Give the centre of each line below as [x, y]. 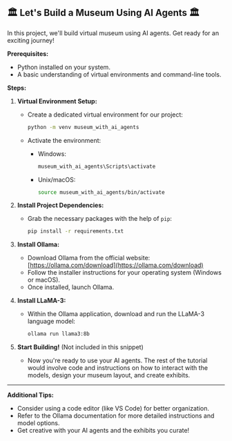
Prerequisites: [28, 53]
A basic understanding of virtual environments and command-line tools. [119, 74]
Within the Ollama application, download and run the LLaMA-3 [116, 314]
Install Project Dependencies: [60, 205]
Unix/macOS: [57, 179]
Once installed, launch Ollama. [71, 287]
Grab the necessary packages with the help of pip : [100, 219]
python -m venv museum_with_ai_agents [83, 127]
